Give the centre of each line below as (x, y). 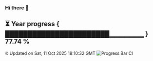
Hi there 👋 (17, 8)
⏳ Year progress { (32, 24)
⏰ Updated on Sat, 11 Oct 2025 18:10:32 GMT (50, 53)
